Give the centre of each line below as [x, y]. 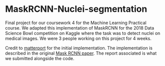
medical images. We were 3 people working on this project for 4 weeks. [79, 38]
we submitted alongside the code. [40, 58]
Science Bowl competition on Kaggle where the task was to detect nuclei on [83, 33]
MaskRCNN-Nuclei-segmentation [76, 9]
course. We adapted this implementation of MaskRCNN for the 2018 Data [80, 28]
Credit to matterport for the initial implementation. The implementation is [79, 48]
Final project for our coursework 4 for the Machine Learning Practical [76, 23]
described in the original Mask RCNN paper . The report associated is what [81, 53]
